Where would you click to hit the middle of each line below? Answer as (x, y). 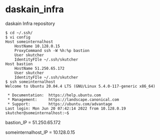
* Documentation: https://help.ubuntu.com (54, 95)
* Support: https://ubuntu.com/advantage (60, 104)
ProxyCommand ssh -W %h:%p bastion (52, 50)
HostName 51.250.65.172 (40, 68)
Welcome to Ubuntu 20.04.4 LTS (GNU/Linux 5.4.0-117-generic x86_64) (81, 86)
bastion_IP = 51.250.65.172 (33, 122)
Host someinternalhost (29, 42)
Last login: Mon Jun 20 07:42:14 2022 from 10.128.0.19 (66, 108)
